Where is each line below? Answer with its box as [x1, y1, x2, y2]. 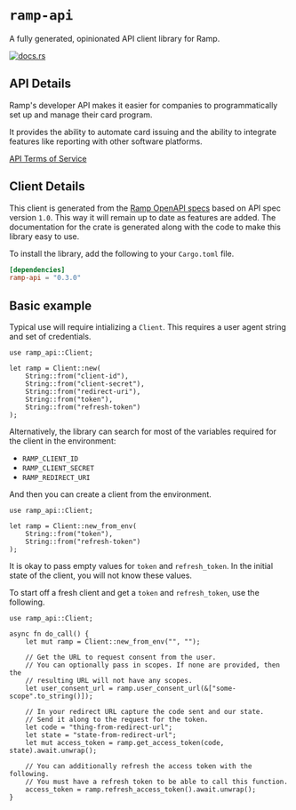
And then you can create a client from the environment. [9, 489, 212, 500]
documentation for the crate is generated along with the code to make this [9, 221, 282, 232]
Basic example [9, 298, 92, 313]
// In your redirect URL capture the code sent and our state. [25, 708, 265, 717]
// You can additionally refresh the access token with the [25, 762, 252, 771]
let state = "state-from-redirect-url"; [25, 731, 177, 740]
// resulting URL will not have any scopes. [25, 677, 193, 686]
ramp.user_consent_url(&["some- [116, 684, 237, 694]
